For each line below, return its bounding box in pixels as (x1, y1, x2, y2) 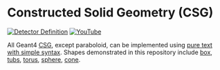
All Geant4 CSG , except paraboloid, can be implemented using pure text (7, 40, 213, 49)
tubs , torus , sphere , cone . (7, 55, 81, 63)
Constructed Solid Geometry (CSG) (7, 5, 214, 21)
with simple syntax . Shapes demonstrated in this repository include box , (7, 48, 213, 56)
